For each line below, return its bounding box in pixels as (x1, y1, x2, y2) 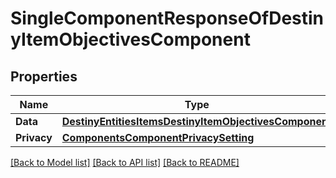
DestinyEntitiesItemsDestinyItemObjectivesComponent (61, 115, 332, 128)
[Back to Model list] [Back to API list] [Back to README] (10, 157, 240, 168)
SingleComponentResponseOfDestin (10, 7, 325, 30)
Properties (10, 68, 78, 85)
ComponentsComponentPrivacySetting (61, 131, 255, 144)
